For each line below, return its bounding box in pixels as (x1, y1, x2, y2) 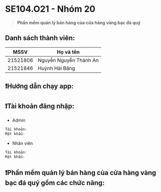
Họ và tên (57, 48, 80, 55)
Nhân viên (12, 140, 33, 146)
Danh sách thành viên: (5, 34, 75, 42)
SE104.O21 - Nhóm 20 (5, 3, 95, 15)
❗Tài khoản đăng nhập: (5, 102, 75, 110)
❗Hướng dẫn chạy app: (5, 82, 74, 90)
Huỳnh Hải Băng (38, 65, 75, 72)
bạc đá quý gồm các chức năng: (5, 178, 105, 187)
